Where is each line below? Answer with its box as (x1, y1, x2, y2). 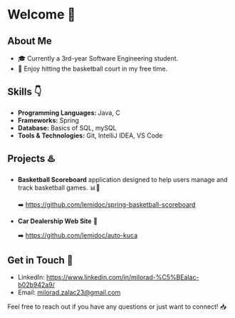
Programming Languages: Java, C (17, 108, 121, 117)
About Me (7, 35, 52, 47)
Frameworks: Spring (17, 116, 80, 124)
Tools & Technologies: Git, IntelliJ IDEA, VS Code (17, 131, 163, 140)
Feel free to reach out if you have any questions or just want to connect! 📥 (7, 302, 226, 311)
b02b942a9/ (17, 281, 56, 289)
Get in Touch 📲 (7, 255, 73, 267)
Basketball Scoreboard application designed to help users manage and (17, 175, 228, 184)
